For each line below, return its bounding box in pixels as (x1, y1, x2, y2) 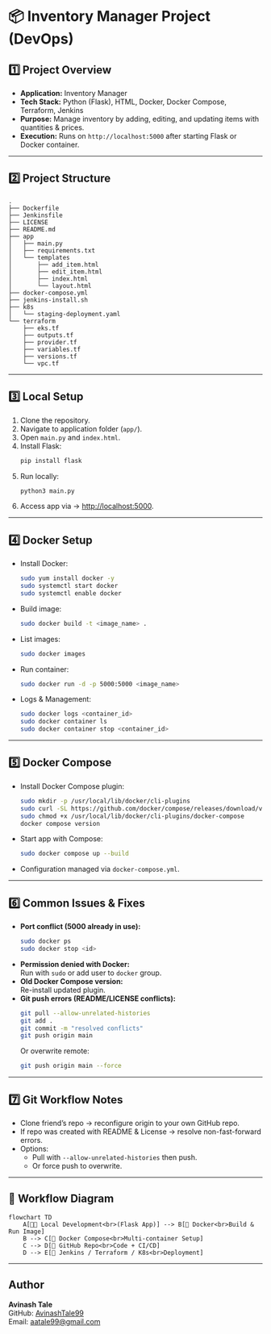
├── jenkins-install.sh (8, 296, 89, 304)
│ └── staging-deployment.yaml (8, 310, 121, 318)
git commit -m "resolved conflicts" (19, 1024, 144, 1032)
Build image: (19, 603, 62, 614)
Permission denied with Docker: (19, 959, 131, 969)
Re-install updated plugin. (19, 985, 106, 994)
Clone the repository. (19, 415, 90, 425)
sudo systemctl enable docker (19, 589, 123, 598)
